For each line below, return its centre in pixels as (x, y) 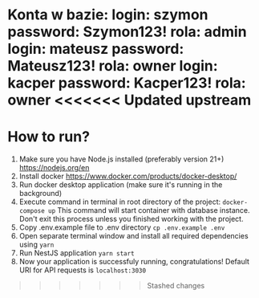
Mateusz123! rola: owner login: (113, 66)
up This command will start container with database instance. (149, 210)
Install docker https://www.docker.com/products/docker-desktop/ (128, 176)
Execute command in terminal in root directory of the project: (120, 202)
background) (40, 194)
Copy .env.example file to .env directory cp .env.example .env (122, 227)
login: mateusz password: (96, 49)
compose (32, 211)
